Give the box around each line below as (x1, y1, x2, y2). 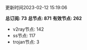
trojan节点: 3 (12, 39, 39, 45)
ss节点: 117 (12, 33, 36, 38)
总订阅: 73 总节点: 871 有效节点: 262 (5, 15, 82, 21)
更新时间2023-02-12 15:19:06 (5, 5, 68, 10)
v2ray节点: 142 (12, 26, 45, 32)
